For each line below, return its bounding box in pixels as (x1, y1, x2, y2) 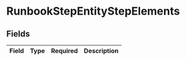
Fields (6, 29, 31, 39)
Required (51, 47, 78, 55)
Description (83, 47, 119, 55)
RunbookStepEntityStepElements (6, 4, 180, 18)
